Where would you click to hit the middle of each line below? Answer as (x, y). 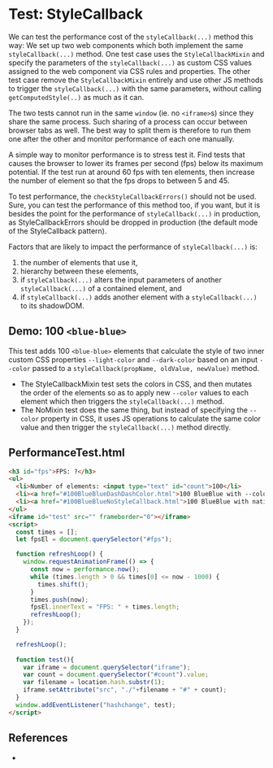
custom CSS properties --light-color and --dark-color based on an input (133, 360)
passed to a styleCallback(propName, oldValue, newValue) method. (146, 368)
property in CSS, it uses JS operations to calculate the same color (151, 418)
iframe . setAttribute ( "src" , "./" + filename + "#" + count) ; (125, 690)
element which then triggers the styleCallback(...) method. (122, 401)
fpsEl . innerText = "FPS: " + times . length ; (105, 607)
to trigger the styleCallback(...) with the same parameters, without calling (135, 88)
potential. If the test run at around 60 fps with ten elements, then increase (132, 172)
